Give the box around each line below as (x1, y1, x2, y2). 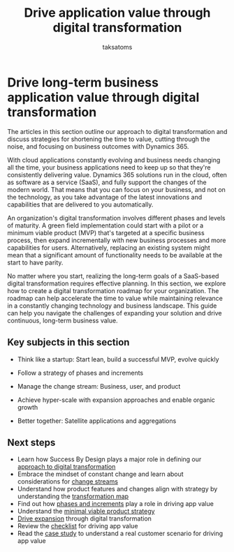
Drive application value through (24, 5, 211, 21)
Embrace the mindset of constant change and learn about (17, 470, 184, 479)
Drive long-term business (7, 75, 159, 90)
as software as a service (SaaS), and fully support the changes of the (7, 178, 207, 186)
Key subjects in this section (7, 336, 130, 348)
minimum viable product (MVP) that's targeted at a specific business (7, 228, 205, 237)
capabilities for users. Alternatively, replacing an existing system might (7, 243, 211, 252)
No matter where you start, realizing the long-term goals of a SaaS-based (7, 271, 219, 280)
